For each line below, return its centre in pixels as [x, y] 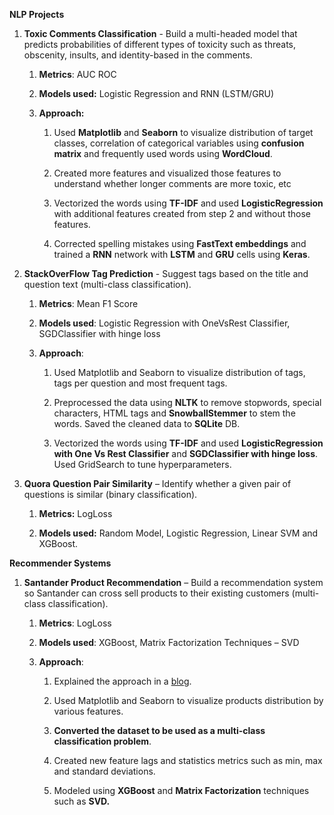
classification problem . [102, 741]
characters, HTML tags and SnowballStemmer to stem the [174, 413]
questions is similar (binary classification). [110, 494]
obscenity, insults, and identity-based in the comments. [138, 55]
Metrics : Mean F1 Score [88, 303]
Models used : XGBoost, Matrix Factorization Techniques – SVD [169, 642]
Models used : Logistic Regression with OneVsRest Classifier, [164, 323]
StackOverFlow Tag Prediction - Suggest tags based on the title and [166, 273]
